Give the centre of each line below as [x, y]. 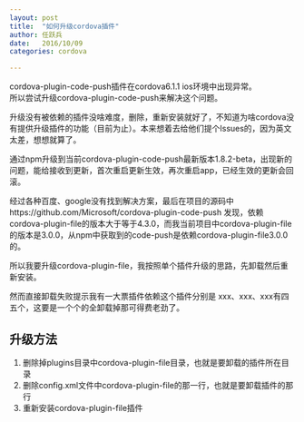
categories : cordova [49, 52]
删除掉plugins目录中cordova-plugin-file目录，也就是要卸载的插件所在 [152, 362]
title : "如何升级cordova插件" [64, 26]
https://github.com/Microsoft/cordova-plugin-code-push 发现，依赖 [137, 212]
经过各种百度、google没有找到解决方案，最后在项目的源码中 [122, 201]
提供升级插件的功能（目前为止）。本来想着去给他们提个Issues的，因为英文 [154, 129]
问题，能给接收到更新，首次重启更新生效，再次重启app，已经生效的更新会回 [152, 171]
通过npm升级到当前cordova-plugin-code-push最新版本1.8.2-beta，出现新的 [151, 159]
